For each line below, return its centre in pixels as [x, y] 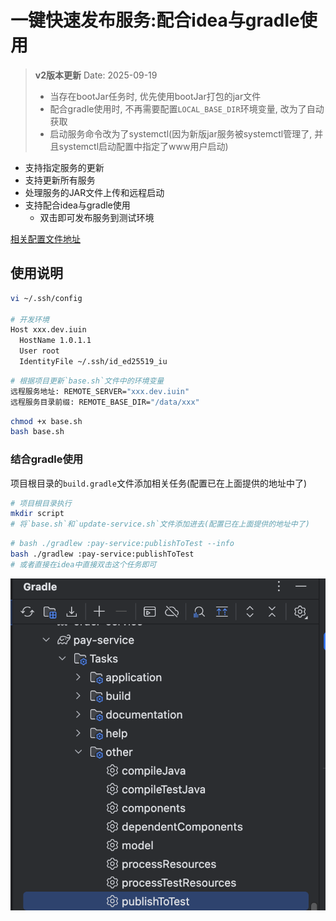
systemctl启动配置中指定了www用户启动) [143, 146]
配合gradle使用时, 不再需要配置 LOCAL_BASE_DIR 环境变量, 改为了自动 [187, 108]
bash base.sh [37, 432]
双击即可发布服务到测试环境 [97, 217]
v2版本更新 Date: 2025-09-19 [96, 75]
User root [39, 351]
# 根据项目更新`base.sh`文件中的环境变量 [87, 381]
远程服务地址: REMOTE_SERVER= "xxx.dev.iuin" [100, 391]
